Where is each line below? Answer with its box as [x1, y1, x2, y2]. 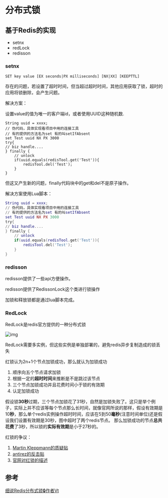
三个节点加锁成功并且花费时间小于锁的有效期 [12, 382, 105, 388]
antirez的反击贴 [12, 451, 44, 457]
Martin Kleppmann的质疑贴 [12, 445, 68, 451]
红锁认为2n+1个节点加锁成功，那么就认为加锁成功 [5, 359, 107, 365]
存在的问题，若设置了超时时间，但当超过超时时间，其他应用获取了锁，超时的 [5, 83, 163, 89]
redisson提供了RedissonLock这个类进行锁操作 [5, 286, 100, 292]
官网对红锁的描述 [12, 458, 48, 464]
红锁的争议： [5, 434, 31, 440]
